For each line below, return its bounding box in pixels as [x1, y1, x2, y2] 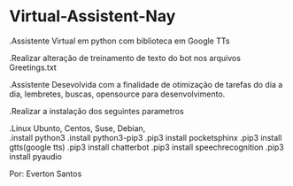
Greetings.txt [9, 62, 58, 73]
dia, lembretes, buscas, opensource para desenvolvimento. [9, 89, 226, 99]
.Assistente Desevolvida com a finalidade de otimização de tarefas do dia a [9, 79, 283, 89]
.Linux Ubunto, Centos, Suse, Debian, [9, 122, 146, 134]
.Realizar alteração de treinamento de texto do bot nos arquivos [9, 52, 242, 63]
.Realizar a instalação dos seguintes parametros [9, 105, 184, 116]
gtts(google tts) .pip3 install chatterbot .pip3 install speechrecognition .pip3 [9, 142, 285, 152]
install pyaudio [9, 151, 62, 161]
